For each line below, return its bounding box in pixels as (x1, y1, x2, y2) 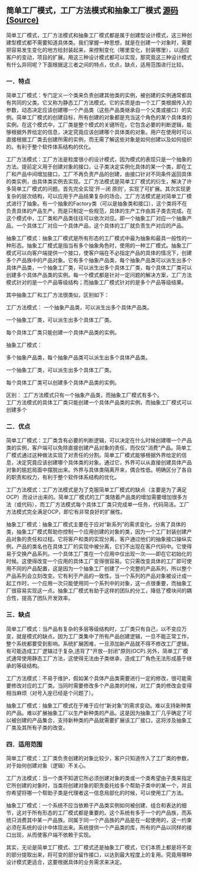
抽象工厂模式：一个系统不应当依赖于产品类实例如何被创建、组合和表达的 (6, 802, 181, 809)
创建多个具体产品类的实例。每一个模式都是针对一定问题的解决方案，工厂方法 (6, 272, 192, 279)
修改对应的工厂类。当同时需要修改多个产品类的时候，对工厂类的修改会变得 (11, 682, 192, 689)
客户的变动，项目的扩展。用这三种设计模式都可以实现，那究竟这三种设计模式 (6, 54, 192, 61)
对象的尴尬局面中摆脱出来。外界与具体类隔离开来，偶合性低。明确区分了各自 (6, 466, 192, 473)
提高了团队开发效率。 (21, 595, 74, 602)
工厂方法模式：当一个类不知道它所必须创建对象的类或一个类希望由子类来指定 (6, 774, 192, 781)
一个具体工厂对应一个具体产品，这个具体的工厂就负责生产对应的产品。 (16, 222, 187, 229)
